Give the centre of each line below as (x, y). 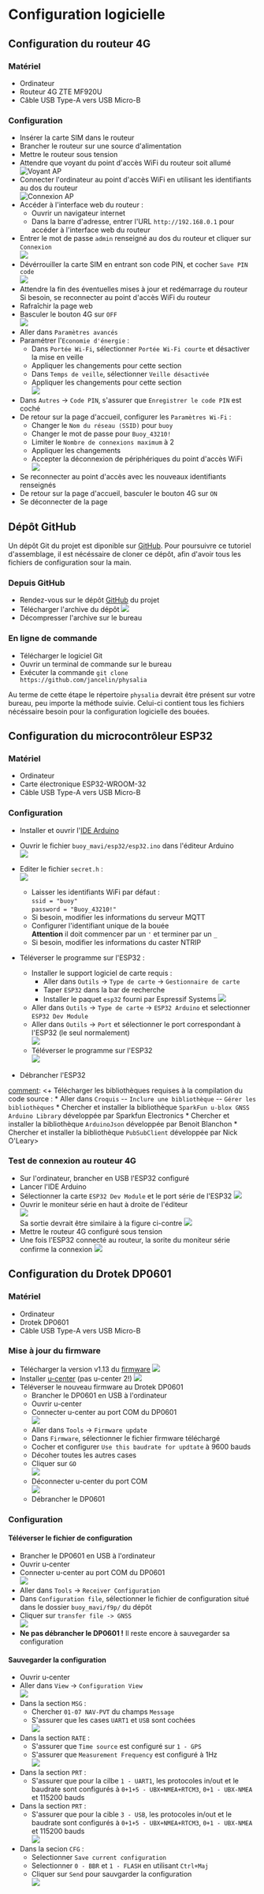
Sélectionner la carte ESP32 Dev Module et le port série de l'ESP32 (126, 1196)
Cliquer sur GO (54, 1463)
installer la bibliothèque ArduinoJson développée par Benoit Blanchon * (123, 1123)
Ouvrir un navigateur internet (78, 213)
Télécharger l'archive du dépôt (69, 609)
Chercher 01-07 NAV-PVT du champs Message (103, 1712)
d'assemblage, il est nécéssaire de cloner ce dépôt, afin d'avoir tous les (125, 553)
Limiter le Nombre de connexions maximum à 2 (103, 442)
